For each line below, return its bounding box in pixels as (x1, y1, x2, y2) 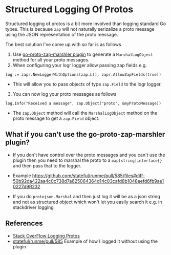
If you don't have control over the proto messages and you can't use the (12, 152, 165, 158)
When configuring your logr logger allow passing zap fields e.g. (12, 62, 147, 68)
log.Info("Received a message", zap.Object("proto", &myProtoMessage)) (5, 101, 161, 106)
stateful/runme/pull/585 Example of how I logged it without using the (12, 238, 158, 244)
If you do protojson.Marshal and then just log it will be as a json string (12, 193, 160, 199)
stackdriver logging (12, 204, 54, 210)
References (5, 219, 43, 228)
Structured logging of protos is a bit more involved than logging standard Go (5, 20, 166, 27)
